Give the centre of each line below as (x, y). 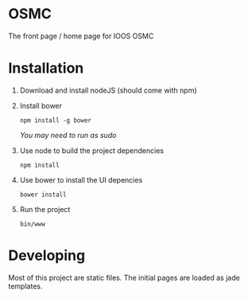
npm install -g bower (55, 120)
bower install (43, 195)
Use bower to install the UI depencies (81, 179)
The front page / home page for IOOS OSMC (81, 36)
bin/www (32, 224)
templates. (25, 286)
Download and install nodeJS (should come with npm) (108, 90)
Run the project (45, 209)
